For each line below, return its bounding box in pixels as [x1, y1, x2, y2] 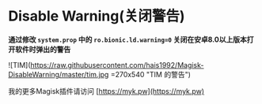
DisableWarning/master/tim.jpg [8, 69, 109, 79]
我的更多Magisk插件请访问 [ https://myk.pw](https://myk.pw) [8, 86, 204, 95]
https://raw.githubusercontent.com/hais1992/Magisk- [30, 60, 204, 69]
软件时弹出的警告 [14, 44, 71, 54]
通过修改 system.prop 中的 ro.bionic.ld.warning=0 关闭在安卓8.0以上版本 [8, 35, 248, 44]
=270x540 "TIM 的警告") [110, 69, 192, 79]
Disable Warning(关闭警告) [8, 7, 185, 25]
